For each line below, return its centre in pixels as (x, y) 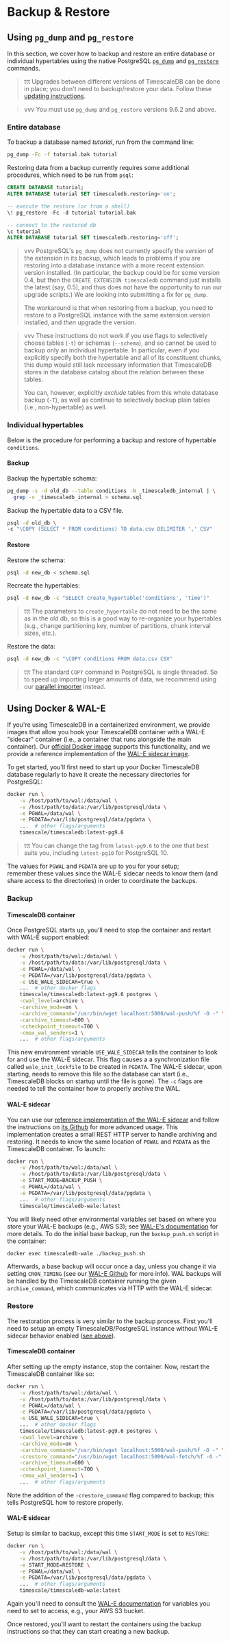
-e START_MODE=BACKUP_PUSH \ (61, 1181)
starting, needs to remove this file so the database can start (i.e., (98, 1074)
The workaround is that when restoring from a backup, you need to (118, 308)
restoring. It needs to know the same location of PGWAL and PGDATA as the (109, 1142)
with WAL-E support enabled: (49, 937)
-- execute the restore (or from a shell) (68, 206)
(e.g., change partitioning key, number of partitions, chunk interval (117, 626)
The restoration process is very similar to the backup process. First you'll (110, 1321)
